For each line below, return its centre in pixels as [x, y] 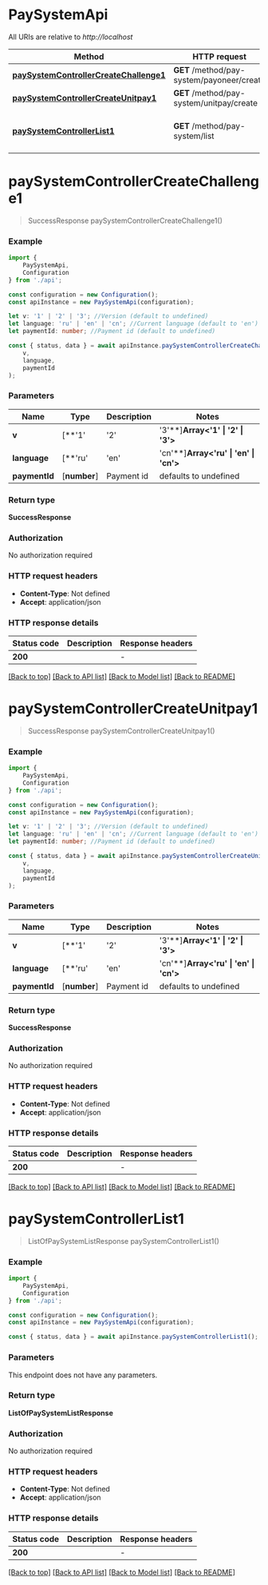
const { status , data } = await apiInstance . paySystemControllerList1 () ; [134, 1337]
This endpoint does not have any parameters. [83, 1375]
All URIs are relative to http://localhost [71, 37]
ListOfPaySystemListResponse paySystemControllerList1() [123, 1241]
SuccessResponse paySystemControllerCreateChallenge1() [125, 220]
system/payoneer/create [219, 80]
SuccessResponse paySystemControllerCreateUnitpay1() [121, 731]
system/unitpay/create [215, 103]
